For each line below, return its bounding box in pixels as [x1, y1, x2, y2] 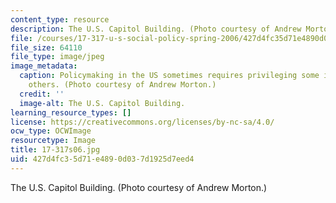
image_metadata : [10, 61, 78, 71]
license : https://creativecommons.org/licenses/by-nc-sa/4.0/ [10, 117, 275, 127]
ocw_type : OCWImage [10, 126, 92, 136]
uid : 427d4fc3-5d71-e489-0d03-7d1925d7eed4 [10, 154, 195, 164]
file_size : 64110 [10, 42, 83, 53]
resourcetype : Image [10, 136, 97, 146]
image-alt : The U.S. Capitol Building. [19, 98, 186, 108]
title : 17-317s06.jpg [10, 145, 101, 155]
